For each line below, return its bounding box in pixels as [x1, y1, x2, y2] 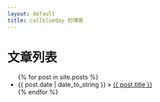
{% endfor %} [17, 88, 59, 96]
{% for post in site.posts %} [17, 73, 99, 82]
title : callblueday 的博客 [7, 17, 84, 24]
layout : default [7, 10, 55, 18]
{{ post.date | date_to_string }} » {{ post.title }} [17, 80, 153, 89]
